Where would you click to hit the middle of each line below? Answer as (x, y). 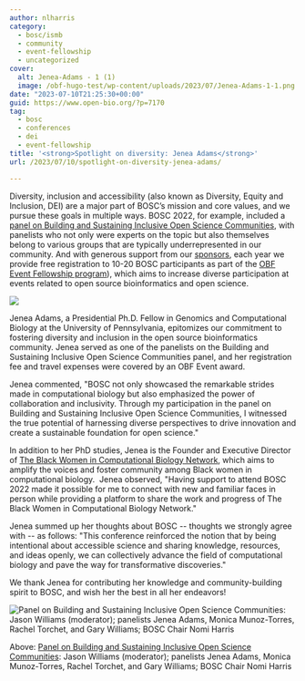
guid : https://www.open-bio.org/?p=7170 (87, 103)
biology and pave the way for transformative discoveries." (118, 564)
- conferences (44, 129)
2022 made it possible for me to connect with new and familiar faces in (142, 489)
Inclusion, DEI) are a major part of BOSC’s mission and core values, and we (150, 205)
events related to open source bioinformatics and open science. (129, 283)
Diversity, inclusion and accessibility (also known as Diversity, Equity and (147, 196)
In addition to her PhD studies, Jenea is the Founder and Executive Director (150, 450)
